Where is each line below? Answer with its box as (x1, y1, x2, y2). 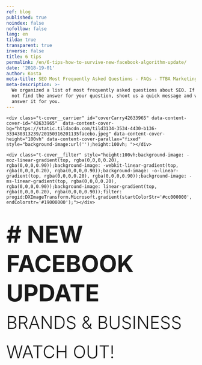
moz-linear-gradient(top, (6, 157, 71, 163)
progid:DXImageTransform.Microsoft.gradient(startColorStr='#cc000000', (6, 194, 192, 200)
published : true (6, 14, 47, 20)
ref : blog (6, 8, 31, 15)
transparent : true (6, 43, 52, 49)
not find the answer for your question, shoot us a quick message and (11, 93, 192, 99)
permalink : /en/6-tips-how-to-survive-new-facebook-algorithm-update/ (6, 59, 187, 65)
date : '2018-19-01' (6, 64, 55, 71)
